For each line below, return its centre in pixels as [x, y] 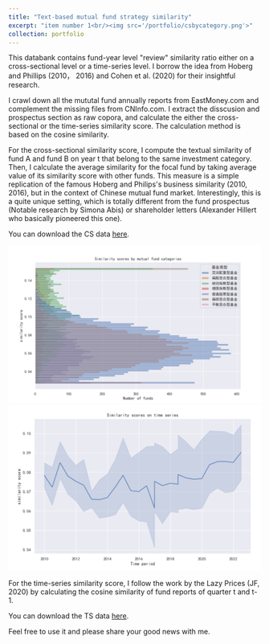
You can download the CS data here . [69, 234]
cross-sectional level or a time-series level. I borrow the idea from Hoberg [130, 66]
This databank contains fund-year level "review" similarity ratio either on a [131, 58]
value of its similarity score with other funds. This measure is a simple [124, 176]
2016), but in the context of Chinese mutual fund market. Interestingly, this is [135, 193]
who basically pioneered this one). [65, 219]
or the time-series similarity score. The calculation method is [140, 126]
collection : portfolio [46, 34]
